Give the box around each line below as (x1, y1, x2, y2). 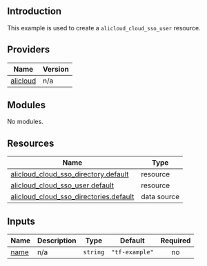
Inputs (7, 215, 36, 227)
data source (141, 192, 180, 202)
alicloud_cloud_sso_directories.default (10, 192, 135, 202)
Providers (7, 44, 50, 56)
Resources (7, 137, 55, 149)
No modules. (7, 117, 43, 126)
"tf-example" (111, 248, 154, 256)
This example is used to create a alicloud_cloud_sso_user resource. (7, 23, 201, 32)
